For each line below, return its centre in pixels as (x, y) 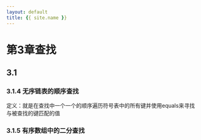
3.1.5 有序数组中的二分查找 (46, 131)
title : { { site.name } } (37, 18)
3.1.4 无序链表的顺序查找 (43, 91)
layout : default (27, 12)
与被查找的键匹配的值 (33, 113)
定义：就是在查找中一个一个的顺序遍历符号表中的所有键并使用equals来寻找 (100, 106)
